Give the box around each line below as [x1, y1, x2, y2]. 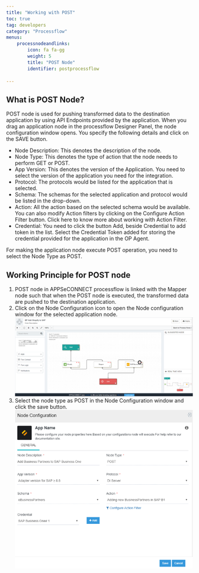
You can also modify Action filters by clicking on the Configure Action [14, 210, 185, 217]
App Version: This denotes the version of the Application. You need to [14, 166, 185, 173]
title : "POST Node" [27, 59, 76, 65]
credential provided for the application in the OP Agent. [14, 235, 150, 242]
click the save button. [14, 403, 68, 411]
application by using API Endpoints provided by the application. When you [6, 117, 187, 124]
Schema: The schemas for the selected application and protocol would [14, 191, 188, 198]
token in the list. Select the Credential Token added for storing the [14, 228, 176, 236]
